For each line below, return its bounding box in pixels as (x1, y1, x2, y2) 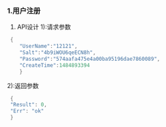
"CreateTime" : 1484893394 (19, 61, 90, 69)
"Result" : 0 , (10, 101, 48, 109)
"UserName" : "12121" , (19, 43, 78, 50)
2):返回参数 (7, 81, 39, 89)
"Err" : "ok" (10, 108, 44, 115)
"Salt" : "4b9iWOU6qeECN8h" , (19, 49, 96, 56)
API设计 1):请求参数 (16, 23, 71, 31)
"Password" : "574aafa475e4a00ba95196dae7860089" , (19, 55, 161, 62)
